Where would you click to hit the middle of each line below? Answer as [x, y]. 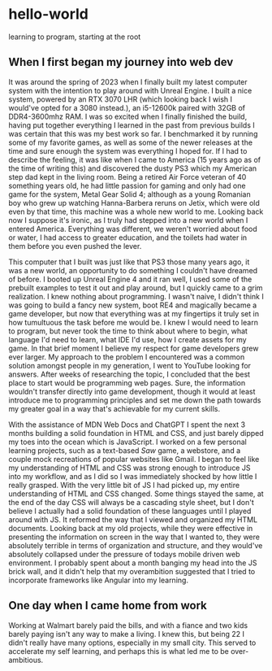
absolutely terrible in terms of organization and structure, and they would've [136, 545]
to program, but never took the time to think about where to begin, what [128, 331]
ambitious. [26, 660]
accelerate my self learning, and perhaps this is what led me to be [119, 651]
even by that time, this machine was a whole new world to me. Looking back [136, 211]
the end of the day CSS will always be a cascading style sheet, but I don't [131, 502]
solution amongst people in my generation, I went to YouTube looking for [130, 365]
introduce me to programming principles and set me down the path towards [135, 400]
